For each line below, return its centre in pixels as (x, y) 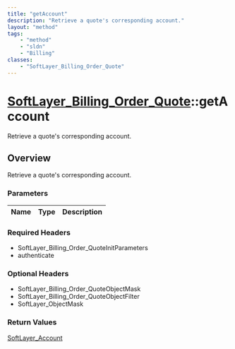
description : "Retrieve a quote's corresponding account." (96, 20)
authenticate (36, 255)
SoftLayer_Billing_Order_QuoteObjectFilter (78, 297)
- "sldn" (33, 47)
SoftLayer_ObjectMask (50, 304)
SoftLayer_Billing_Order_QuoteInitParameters (83, 247)
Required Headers (39, 232)
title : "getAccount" (38, 14)
